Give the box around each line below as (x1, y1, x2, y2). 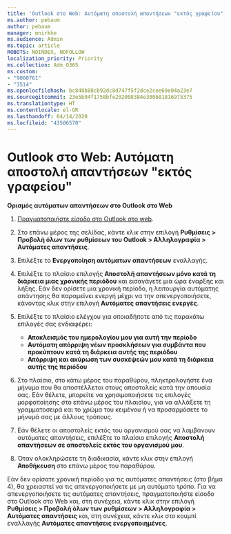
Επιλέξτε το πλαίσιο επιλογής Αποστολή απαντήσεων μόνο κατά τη (17, 270, 216, 278)
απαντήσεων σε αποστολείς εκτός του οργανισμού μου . (17, 441, 184, 450)
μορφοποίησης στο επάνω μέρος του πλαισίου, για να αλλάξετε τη (17, 398, 211, 407)
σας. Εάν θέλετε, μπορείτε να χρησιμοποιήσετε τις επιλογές (17, 391, 192, 399)
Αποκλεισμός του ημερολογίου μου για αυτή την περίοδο (27, 333, 197, 342)
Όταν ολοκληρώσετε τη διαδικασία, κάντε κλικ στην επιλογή (17, 454, 193, 463)
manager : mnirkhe (7, 29, 57, 37)
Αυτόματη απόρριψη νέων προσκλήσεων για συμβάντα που (27, 340, 206, 349)
